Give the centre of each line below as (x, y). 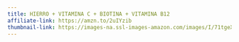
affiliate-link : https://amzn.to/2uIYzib (70, 21)
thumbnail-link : (31, 27)
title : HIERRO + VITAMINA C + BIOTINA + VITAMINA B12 (89, 14)
